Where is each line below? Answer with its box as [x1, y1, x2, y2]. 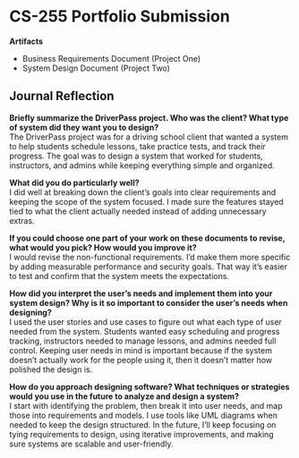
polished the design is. [9, 364, 93, 375]
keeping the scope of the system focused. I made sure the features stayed [9, 196, 284, 207]
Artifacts [9, 36, 43, 47]
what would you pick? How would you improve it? [9, 242, 197, 252]
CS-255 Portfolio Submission [9, 6, 230, 27]
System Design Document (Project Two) [21, 63, 170, 73]
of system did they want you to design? [9, 122, 159, 132]
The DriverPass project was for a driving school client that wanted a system [9, 131, 289, 142]
